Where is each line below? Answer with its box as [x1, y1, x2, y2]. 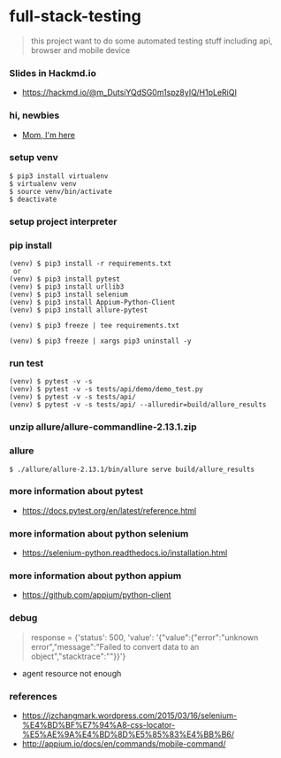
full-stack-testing [9, 6, 141, 27]
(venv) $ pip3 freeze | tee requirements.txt [9, 321, 179, 330]
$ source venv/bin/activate [9, 187, 113, 196]
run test [9, 357, 44, 369]
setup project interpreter [9, 215, 118, 228]
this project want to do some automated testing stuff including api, [30, 35, 273, 46]
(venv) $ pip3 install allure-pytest [9, 306, 148, 315]
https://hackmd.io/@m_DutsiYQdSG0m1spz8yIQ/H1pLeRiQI [21, 87, 237, 98]
